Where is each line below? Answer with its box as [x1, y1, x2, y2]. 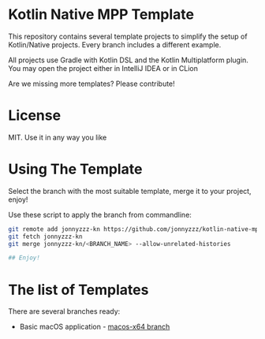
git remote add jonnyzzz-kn [8, 225, 101, 233]
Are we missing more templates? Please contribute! [8, 79, 175, 88]
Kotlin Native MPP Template [8, 6, 195, 24]
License [8, 106, 62, 125]
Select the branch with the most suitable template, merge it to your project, [8, 186, 252, 196]
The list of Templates [8, 281, 149, 299]
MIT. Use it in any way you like [8, 132, 107, 142]
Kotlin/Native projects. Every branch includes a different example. [8, 39, 222, 49]
